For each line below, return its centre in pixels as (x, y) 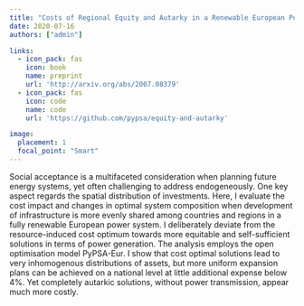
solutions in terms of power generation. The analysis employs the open (142, 244)
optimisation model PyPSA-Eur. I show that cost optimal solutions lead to (145, 253)
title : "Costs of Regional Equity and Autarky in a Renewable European (147, 18)
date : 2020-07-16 (42, 26)
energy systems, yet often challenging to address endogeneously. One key (149, 186)
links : (22, 51)
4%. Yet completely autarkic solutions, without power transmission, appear (149, 282)
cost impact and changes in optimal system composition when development (151, 205)
